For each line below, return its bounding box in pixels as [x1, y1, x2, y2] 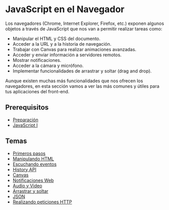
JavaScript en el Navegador [5, 4, 125, 15]
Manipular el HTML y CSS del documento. [12, 36, 100, 42]
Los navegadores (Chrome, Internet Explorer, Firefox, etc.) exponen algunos [5, 20, 164, 26]
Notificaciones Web [12, 177, 54, 183]
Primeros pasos [12, 150, 46, 156]
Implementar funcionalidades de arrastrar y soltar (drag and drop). [12, 67, 152, 74]
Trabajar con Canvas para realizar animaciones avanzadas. [12, 46, 137, 52]
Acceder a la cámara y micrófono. [12, 62, 84, 68]
